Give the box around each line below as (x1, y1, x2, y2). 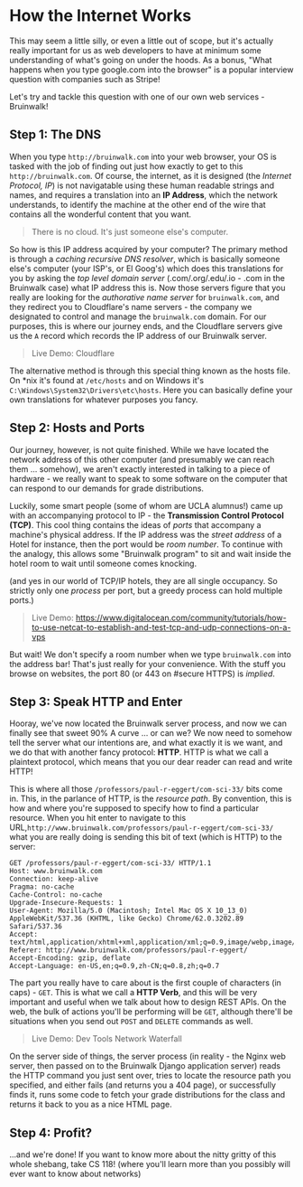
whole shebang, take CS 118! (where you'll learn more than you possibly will (9, 1159, 291, 1170)
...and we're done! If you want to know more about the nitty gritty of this (9, 1149, 277, 1160)
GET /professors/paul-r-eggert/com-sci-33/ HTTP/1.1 (9, 859, 212, 868)
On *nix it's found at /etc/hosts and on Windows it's (9, 374, 205, 385)
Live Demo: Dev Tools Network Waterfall (31, 1033, 182, 1044)
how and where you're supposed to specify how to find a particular (9, 803, 260, 814)
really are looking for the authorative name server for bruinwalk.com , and (9, 291, 280, 303)
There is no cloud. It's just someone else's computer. (31, 226, 228, 237)
